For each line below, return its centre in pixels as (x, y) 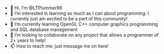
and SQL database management (44, 30)
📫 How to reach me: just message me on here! (59, 46)
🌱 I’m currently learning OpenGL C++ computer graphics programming (84, 24)
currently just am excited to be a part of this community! (69, 19)
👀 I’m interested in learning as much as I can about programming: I (79, 13)
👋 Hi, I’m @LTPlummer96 (36, 8)
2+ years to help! (28, 40)
